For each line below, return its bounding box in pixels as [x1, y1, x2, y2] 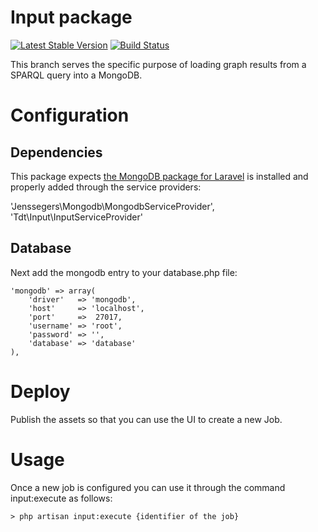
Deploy [10, 380, 71, 403]
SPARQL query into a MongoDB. [10, 69, 143, 81]
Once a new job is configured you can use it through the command [10, 481, 286, 493]
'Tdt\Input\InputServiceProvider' [10, 211, 143, 223]
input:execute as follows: [10, 492, 113, 504]
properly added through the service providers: [10, 181, 202, 193]
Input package [10, 6, 133, 29]
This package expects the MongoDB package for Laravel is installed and [10, 170, 309, 182]
